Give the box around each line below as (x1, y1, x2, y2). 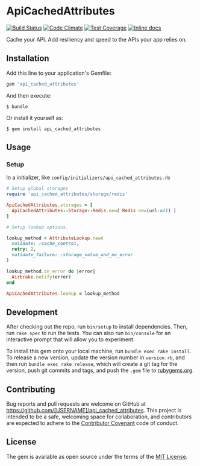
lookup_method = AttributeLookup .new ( (6, 235, 104, 241)
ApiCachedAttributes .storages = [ (6, 202, 93, 209)
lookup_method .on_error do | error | (6, 268, 96, 274)
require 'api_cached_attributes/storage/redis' (6, 191, 128, 197)
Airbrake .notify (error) (11, 274, 71, 280)
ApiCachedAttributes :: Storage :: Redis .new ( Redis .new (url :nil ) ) (11, 207, 177, 213)
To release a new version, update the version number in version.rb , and (6, 354, 186, 361)
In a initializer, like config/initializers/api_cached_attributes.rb (6, 174, 170, 181)
